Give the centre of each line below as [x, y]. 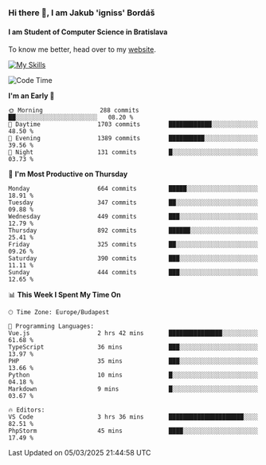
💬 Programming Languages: [51, 326]
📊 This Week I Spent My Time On [65, 295]
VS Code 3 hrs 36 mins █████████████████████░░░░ [133, 417]
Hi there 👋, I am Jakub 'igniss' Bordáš [82, 13]
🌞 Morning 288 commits [74, 111]
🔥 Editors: [27, 410]
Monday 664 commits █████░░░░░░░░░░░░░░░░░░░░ [133, 189]
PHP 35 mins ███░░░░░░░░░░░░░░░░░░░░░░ [133, 361]
